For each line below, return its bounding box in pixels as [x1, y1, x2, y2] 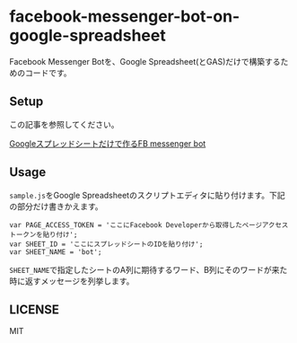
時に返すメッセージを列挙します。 [9, 276, 135, 286]
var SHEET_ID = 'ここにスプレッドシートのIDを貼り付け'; [9, 240, 204, 249]
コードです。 [24, 67, 72, 78]
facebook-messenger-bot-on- [9, 6, 240, 27]
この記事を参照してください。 [9, 119, 119, 129]
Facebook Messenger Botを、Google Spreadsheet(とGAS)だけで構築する [9, 56, 281, 66]
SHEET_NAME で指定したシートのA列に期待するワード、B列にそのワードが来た [9, 264, 288, 275]
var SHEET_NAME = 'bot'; [9, 247, 102, 257]
